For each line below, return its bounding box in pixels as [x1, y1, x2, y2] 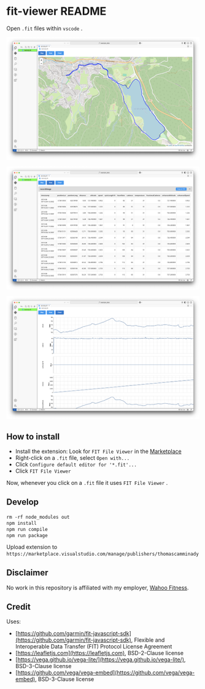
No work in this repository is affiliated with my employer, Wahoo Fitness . [6, 584, 189, 591]
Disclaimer [6, 567, 48, 578]
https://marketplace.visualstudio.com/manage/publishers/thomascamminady [6, 551, 199, 557]
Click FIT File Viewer [15, 467, 71, 474]
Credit [6, 601, 31, 612]
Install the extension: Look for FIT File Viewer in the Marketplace [15, 447, 182, 455]
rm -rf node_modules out [6, 514, 70, 520]
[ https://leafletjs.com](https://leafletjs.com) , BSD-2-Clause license [15, 650, 184, 657]
